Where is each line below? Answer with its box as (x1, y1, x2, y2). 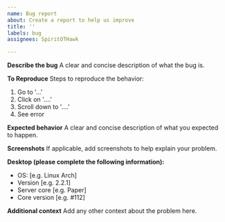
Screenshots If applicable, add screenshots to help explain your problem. (7, 144, 217, 153)
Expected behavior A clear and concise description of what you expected (7, 123, 219, 132)
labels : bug (7, 29, 42, 37)
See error (17, 110, 45, 119)
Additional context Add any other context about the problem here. (7, 207, 197, 215)
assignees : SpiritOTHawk (7, 36, 79, 43)
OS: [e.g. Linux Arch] (17, 171, 78, 180)
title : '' (7, 23, 36, 30)
